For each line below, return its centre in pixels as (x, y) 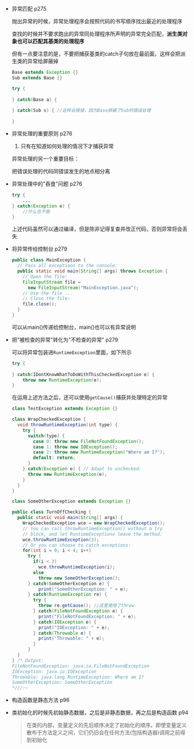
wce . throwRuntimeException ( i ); (77, 567)
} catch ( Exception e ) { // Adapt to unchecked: (82, 469)
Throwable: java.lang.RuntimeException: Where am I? (78, 677)
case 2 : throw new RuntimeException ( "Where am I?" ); (99, 452)
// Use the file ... (48, 293)
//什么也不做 (36, 212)
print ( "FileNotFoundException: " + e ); (87, 617)
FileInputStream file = (52, 282)
